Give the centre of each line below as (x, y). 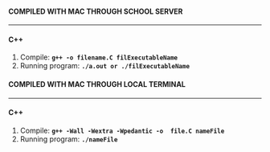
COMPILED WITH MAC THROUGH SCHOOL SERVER (96, 11)
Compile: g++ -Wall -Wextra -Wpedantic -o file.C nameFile (122, 130)
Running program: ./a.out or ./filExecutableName (105, 66)
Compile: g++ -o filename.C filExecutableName (99, 57)
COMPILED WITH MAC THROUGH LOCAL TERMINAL (97, 84)
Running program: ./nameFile (69, 139)
